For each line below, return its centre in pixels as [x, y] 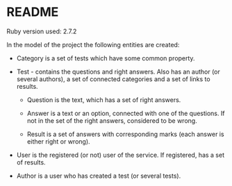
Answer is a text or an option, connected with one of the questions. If [126, 113]
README [33, 12]
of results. [31, 162]
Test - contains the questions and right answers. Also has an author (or [118, 71]
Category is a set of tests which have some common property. [106, 58]
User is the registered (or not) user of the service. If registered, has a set [121, 155]
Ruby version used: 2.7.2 [42, 31]
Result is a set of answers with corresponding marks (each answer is [125, 134]
